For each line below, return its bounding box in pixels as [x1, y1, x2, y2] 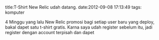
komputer [5, 9, 25, 15]
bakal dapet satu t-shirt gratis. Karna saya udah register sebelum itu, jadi [5, 24, 153, 30]
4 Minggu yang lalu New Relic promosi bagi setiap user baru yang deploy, [5, 19, 155, 25]
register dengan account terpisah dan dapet [5, 30, 95, 35]
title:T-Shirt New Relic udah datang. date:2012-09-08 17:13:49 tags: [5, 4, 142, 10]
